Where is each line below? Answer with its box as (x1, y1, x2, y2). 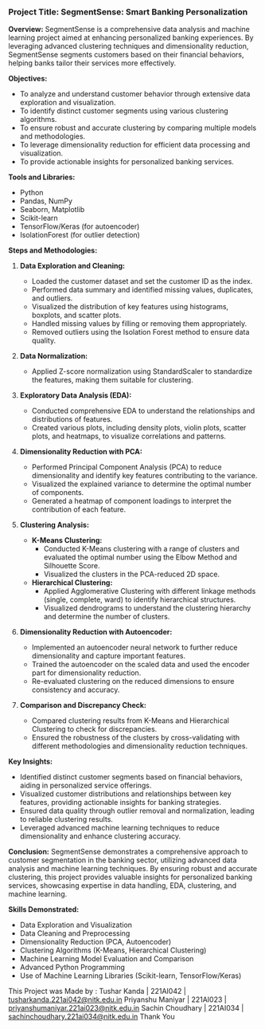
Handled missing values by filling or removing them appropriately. (31, 319, 247, 328)
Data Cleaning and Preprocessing (19, 929, 131, 938)
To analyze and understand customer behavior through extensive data (19, 89, 251, 99)
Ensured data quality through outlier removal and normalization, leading (19, 806, 255, 815)
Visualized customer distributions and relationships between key (19, 789, 232, 799)
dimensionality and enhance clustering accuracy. (19, 831, 181, 841)
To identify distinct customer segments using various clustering (19, 106, 228, 116)
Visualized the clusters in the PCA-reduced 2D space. (43, 569, 220, 579)
